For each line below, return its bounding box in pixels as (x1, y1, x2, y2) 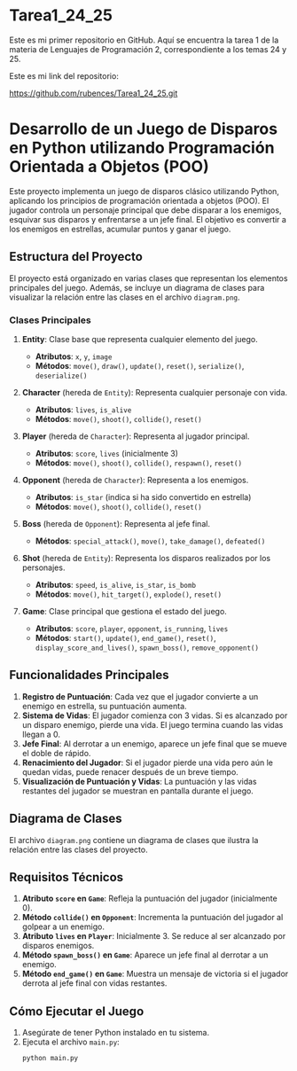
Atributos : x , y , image (35, 351, 113, 362)
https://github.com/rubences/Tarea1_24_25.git (9, 88, 178, 98)
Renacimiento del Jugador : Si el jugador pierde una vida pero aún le (21, 757, 273, 768)
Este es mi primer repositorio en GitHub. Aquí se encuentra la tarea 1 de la (9, 35, 279, 45)
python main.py (21, 1054, 79, 1063)
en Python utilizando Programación (9, 138, 275, 158)
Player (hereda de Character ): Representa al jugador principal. (21, 431, 250, 442)
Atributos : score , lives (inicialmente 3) (35, 448, 179, 458)
